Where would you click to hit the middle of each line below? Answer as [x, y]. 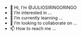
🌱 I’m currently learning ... [36, 18]
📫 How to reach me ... [33, 28]
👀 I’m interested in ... [31, 13]
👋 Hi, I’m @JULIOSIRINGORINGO [43, 8]
